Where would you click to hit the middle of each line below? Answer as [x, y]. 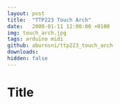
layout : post [26, 13]
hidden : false [28, 59]
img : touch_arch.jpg [37, 33]
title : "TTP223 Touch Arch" [49, 20]
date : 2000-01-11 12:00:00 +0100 [59, 26]
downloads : [23, 52]
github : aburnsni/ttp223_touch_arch [60, 45]
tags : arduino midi [35, 39]
